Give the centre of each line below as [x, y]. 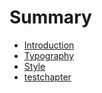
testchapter [47, 77]
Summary [50, 17]
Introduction [49, 45]
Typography [49, 55]
